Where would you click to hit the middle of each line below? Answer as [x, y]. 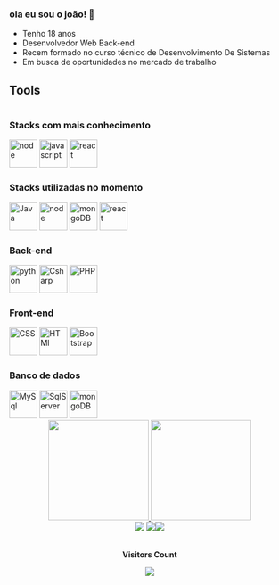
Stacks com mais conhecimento [80, 126]
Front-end [32, 313]
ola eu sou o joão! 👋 [52, 14]
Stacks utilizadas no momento [76, 188]
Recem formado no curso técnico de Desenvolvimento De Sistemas [146, 53]
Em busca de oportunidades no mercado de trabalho [119, 62]
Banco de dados [45, 375]
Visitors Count [150, 554]
